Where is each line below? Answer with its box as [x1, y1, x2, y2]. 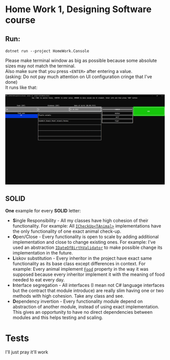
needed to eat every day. [12, 277, 65, 283]
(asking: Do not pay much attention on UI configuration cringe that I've [5, 74, 152, 80]
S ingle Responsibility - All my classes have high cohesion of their [12, 218, 149, 224]
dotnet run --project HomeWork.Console [5, 49, 90, 54]
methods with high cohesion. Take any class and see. [12, 293, 124, 299]
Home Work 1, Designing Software [5, 4, 152, 15]
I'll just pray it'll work [5, 349, 49, 355]
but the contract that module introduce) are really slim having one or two [12, 287, 164, 294]
